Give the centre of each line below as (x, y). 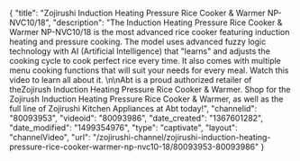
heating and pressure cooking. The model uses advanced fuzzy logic (138, 41)
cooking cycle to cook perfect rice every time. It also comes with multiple (145, 61)
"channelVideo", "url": (50, 137)
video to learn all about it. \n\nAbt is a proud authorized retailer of (131, 80)
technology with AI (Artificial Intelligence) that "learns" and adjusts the (140, 51)
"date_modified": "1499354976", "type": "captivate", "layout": (123, 128)
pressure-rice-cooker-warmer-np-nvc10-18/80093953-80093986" (134, 147)
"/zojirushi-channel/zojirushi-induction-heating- (182, 137)
